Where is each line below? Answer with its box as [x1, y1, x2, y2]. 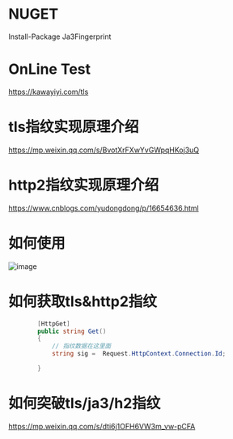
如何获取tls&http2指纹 [8, 292, 158, 310]
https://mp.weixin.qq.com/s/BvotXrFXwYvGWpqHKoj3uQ [8, 145, 200, 155]
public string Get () [37, 327, 107, 335]
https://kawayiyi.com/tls [8, 87, 89, 96]
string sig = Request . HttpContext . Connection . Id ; [51, 350, 227, 358]
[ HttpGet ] [37, 319, 70, 328]
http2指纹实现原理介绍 [8, 176, 159, 194]
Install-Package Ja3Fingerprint [8, 32, 112, 41]
